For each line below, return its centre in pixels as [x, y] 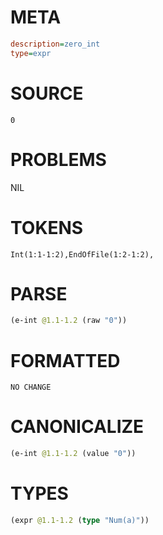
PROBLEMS [58, 159]
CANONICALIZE [77, 427]
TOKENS [47, 227]
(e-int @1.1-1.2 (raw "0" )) [69, 321]
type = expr [31, 53]
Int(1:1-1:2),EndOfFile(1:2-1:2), [82, 254]
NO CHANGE [31, 387]
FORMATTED [65, 360]
